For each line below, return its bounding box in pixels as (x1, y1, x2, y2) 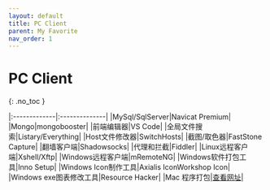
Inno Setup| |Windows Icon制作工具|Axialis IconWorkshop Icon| (17, 162, 230, 172)
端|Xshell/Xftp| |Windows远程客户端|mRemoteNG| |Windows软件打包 (8, 152, 240, 162)
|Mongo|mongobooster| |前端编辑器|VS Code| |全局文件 (8, 122, 196, 132)
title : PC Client (8, 19, 67, 28)
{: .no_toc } (8, 97, 46, 106)
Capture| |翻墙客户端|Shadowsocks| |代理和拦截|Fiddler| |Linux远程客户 (8, 142, 249, 152)
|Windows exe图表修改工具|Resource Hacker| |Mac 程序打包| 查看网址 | (8, 172, 244, 183)
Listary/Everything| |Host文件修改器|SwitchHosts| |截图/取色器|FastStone (17, 132, 263, 142)
